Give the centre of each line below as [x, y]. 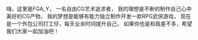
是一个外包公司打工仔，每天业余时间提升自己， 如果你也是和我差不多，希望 [99, 24]
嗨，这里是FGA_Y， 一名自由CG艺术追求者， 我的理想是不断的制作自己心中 [99, 9]
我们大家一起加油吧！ [32, 31]
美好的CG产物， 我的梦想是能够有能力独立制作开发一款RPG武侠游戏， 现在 [99, 16]
